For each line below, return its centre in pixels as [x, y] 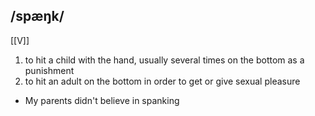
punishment [49, 70]
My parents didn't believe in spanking [102, 100]
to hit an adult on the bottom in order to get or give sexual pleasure [162, 81]
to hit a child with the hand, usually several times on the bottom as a [164, 60]
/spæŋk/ [37, 16]
